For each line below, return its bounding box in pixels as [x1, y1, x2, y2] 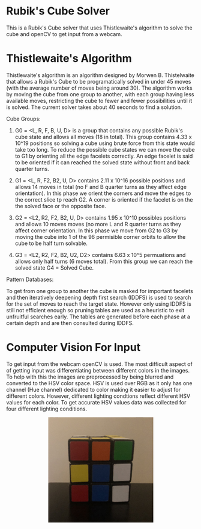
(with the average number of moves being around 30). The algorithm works [6, 84, 193, 91]
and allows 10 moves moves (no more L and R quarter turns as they [14, 220, 182, 227]
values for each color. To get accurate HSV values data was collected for [6, 398, 187, 406]
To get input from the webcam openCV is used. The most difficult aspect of [6, 360, 193, 368]
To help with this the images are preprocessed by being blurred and [6, 373, 174, 380]
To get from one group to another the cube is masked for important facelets [6, 287, 193, 294]
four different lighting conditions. [6, 405, 88, 412]
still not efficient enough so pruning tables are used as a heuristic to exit [6, 306, 185, 314]
